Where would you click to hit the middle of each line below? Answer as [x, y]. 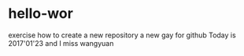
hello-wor [41, 14]
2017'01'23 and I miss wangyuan [61, 43]
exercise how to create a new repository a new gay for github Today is [122, 35]
